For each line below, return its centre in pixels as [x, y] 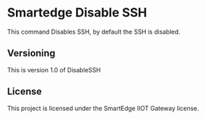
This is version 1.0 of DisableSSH [54, 69]
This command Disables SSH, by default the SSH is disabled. [94, 32]
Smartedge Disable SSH [77, 13]
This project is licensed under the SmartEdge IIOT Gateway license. [103, 108]
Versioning [31, 53]
